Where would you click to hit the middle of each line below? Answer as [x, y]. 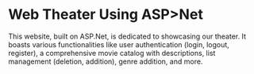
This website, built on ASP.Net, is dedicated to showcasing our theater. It [127, 36]
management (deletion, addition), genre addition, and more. [106, 61]
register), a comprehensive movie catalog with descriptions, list [112, 53]
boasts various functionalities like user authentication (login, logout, [119, 44]
